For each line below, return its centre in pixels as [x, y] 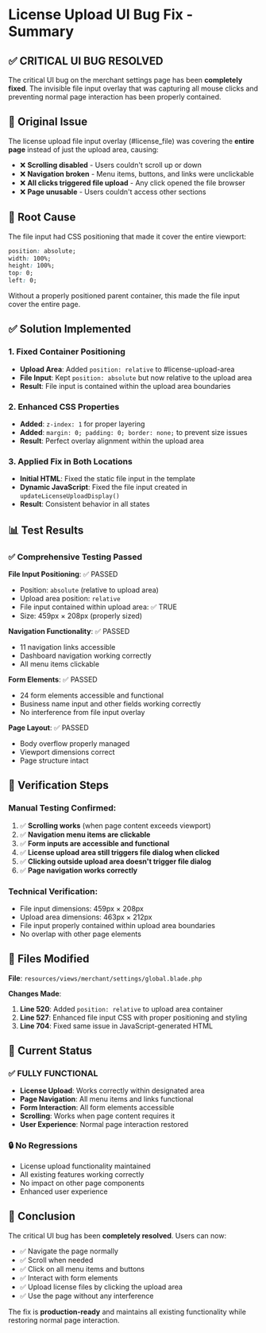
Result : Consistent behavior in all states [85, 504]
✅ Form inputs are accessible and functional [94, 843]
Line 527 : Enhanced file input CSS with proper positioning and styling [133, 1017]
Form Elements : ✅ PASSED [53, 679]
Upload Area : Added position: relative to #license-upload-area [127, 369]
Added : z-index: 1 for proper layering [82, 424]
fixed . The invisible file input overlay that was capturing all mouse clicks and [133, 88]
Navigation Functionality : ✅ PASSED [69, 631]
